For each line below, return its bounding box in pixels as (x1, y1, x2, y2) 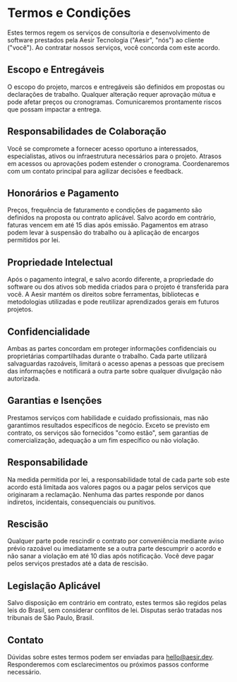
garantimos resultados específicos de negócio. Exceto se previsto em (7, 421, 210, 429)
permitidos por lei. (7, 236, 61, 244)
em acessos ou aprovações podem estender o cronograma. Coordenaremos (7, 159, 230, 167)
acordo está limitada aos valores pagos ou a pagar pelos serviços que (7, 482, 212, 491)
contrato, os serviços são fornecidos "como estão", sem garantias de (7, 429, 209, 437)
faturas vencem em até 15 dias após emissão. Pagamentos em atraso (7, 221, 209, 229)
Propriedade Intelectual (7, 256, 113, 268)
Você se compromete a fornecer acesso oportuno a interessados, (7, 144, 199, 152)
